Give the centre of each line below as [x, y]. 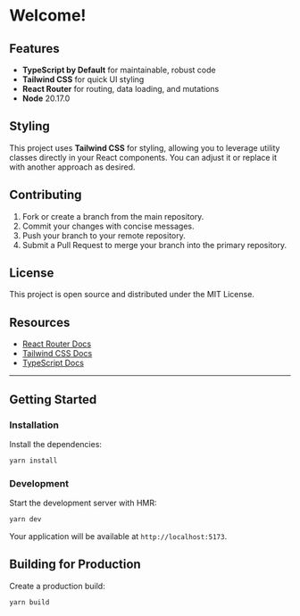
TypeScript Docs [53, 363]
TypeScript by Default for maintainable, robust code [119, 70]
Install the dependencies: [56, 444]
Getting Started [53, 400]
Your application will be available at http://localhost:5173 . [118, 536]
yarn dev [25, 520]
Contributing [46, 195]
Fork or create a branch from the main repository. [113, 216]
